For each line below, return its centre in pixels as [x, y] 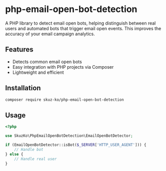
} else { [14, 154]
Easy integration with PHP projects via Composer [63, 67]
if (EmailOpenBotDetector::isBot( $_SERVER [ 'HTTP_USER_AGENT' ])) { [76, 145]
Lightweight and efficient [38, 72]
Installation [23, 88]
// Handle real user [35, 159]
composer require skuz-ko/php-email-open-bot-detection [64, 100]
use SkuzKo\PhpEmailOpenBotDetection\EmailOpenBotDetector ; [69, 136]
